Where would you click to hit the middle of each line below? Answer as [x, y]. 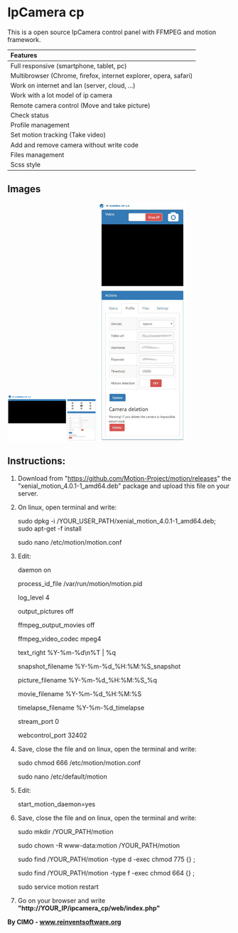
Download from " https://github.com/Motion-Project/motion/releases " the [124, 478]
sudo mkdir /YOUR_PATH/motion [65, 831]
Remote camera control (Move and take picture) [80, 105]
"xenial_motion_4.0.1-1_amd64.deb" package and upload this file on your [124, 486]
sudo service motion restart [58, 887]
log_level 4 [33, 597]
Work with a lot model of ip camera [61, 95]
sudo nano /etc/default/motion [63, 777]
